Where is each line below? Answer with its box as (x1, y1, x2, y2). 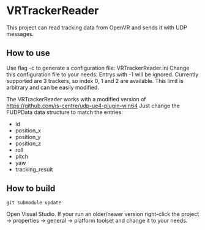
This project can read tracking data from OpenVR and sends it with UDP (6, 24, 188, 31)
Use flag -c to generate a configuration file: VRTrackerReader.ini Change (6, 64, 190, 71)
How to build (6, 184, 56, 194)
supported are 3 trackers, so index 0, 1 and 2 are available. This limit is (6, 77, 184, 84)
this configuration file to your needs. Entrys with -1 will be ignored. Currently (6, 71, 199, 78)
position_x (15, 126, 42, 134)
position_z (15, 140, 42, 147)
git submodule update (6, 199, 62, 206)
